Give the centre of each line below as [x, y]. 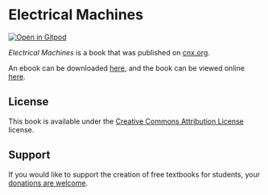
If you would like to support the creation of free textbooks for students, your [134, 174]
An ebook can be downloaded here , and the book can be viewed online [127, 68]
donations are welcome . [48, 183]
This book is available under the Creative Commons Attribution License [126, 121]
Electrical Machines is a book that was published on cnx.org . [109, 52]
